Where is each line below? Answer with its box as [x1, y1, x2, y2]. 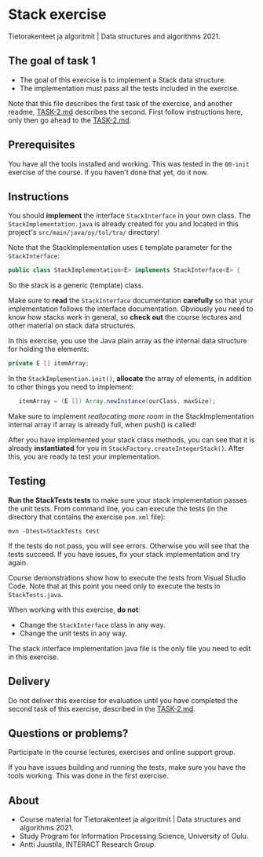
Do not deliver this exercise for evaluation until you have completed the [8, 695, 238, 705]
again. [8, 558, 29, 567]
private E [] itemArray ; [8, 360, 89, 368]
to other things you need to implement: [8, 383, 134, 392]
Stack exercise [8, 5, 107, 24]
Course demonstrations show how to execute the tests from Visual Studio [8, 573, 246, 582]
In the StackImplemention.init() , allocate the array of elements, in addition [8, 374, 253, 383]
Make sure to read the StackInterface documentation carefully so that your [8, 296, 254, 306]
